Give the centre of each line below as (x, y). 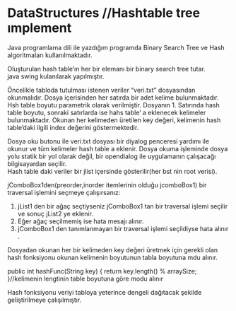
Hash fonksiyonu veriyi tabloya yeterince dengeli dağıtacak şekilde (105, 292)
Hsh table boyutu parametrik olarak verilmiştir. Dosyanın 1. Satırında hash (114, 105)
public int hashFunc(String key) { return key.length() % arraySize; (102, 271)
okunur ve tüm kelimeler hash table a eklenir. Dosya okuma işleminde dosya (118, 148)
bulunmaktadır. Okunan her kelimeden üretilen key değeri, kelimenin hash (114, 120)
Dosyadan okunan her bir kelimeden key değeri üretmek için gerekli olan (113, 250)
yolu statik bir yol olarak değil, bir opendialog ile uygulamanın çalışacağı (112, 156)
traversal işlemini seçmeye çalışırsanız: (64, 192)
